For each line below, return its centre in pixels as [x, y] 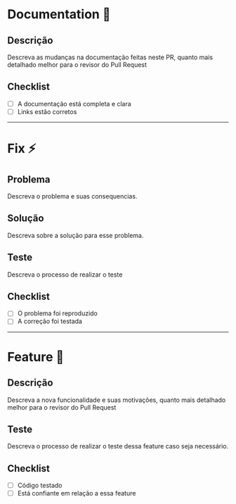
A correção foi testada [50, 321]
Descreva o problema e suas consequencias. [72, 196]
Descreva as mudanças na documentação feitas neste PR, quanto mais [110, 57]
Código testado [40, 486]
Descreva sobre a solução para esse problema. [76, 235]
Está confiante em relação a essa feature [77, 493]
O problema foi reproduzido [58, 313]
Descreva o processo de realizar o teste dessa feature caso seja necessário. [118, 446]
